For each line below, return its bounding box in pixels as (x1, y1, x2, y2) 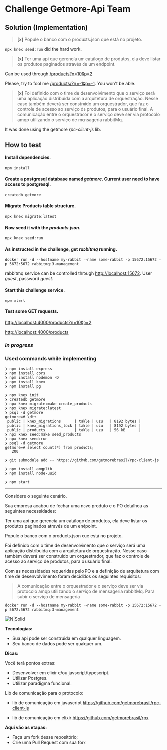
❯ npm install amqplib (5, 467, 52, 472)
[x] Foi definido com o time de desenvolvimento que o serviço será (17, 90, 155, 96)
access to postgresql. (5, 181, 51, 187)
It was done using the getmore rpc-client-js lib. (5, 126, 101, 132)
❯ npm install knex (5, 380, 46, 385)
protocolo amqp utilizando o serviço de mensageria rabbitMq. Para (17, 588, 155, 594)
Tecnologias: (5, 626, 33, 632)
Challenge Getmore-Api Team (5, 3, 131, 15)
